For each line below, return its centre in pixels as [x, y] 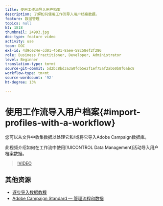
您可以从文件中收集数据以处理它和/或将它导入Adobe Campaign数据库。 [77, 137]
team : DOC [15, 46]
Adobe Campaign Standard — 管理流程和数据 [58, 199]
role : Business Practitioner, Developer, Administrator [63, 55]
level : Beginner [22, 60]
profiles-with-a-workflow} [60, 123]
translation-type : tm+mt [30, 64]
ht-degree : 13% [21, 82]
